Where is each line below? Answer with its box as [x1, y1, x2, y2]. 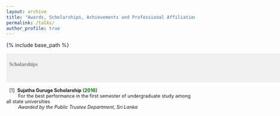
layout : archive [6, 8, 47, 15]
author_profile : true [6, 25, 60, 32]
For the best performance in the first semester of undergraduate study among [17, 93, 191, 99]
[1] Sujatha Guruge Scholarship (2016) [9, 87, 98, 94]
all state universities [6, 99, 51, 105]
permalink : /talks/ [6, 20, 55, 26]
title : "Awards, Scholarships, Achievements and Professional [6, 14, 165, 20]
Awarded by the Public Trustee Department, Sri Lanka [17, 104, 138, 111]
